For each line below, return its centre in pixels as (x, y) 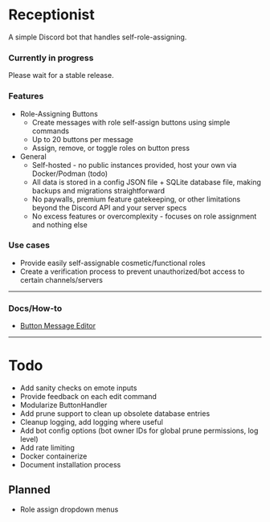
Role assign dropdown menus (69, 509)
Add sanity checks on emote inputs (78, 388)
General (33, 156)
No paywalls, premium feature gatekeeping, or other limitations (136, 199)
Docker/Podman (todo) (70, 173)
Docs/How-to (35, 308)
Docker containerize (53, 456)
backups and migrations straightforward (98, 190)
